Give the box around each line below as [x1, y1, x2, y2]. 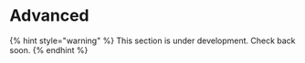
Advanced [9, 5, 89, 26]
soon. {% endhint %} [9, 44, 89, 55]
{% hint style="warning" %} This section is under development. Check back [9, 35, 296, 46]
